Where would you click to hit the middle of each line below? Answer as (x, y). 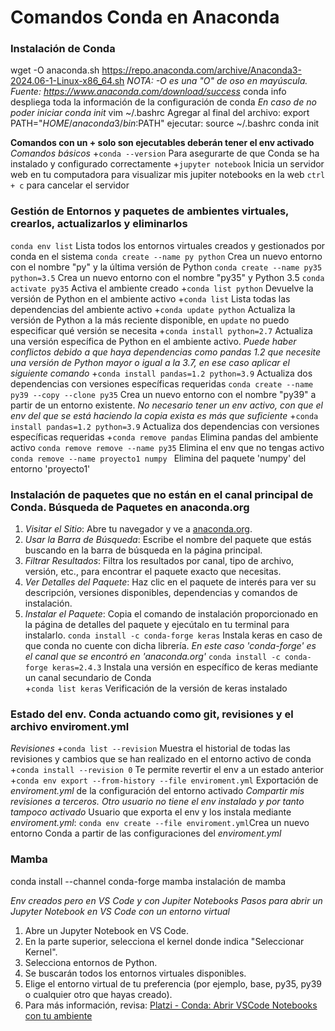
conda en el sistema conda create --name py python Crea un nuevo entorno (166, 256)
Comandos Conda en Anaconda (145, 17)
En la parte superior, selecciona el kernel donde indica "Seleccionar (164, 941)
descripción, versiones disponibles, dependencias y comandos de (161, 593)
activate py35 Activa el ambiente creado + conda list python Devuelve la (162, 288)
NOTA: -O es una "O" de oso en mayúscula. (217, 81)
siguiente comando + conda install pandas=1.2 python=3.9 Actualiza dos (161, 373)
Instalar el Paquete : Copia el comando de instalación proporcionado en (171, 614)
